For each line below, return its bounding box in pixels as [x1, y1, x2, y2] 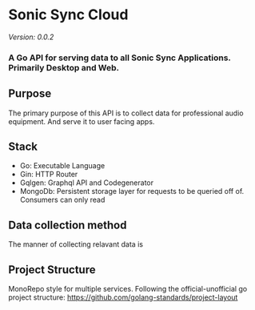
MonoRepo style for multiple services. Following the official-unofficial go [8, 284, 248, 294]
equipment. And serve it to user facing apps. [8, 116, 155, 126]
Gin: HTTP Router [19, 170, 78, 179]
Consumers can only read [19, 195, 106, 205]
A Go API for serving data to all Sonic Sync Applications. [8, 52, 231, 63]
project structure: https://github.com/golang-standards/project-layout [8, 292, 238, 302]
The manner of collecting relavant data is [8, 240, 144, 249]
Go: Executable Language [19, 161, 106, 171]
